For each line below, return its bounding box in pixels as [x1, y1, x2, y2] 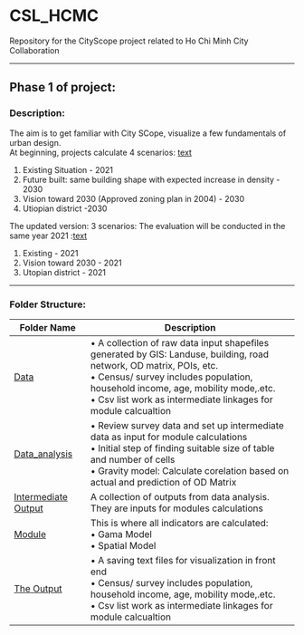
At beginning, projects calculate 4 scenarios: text [9, 147, 193, 158]
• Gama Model [90, 527, 152, 540]
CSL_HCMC [9, 5, 100, 26]
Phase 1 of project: [9, 80, 116, 95]
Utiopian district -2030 [22, 203, 108, 214]
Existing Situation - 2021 [22, 164, 114, 175]
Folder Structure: [9, 298, 87, 311]
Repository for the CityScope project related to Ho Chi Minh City [9, 35, 249, 46]
